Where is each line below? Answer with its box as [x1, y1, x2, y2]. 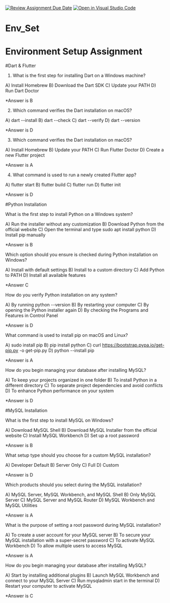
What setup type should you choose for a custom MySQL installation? [5, 452, 151, 458]
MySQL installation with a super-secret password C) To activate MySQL [5, 537, 155, 544]
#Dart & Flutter [5, 62, 37, 69]
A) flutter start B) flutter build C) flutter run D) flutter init [5, 182, 121, 188]
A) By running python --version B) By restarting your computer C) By [5, 302, 149, 308]
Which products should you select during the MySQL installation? [5, 482, 142, 488]
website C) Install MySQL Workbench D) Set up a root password [5, 432, 140, 439]
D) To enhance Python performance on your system [5, 388, 114, 394]
